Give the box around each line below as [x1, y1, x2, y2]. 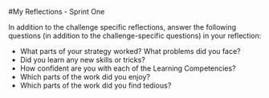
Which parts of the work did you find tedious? [19, 80, 172, 90]
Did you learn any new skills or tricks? [19, 55, 146, 64]
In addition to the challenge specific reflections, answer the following [8, 22, 237, 31]
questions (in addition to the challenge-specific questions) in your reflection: [8, 31, 262, 40]
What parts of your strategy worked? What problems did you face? [19, 47, 241, 55]
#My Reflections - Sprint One [8, 7, 105, 16]
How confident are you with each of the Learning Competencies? [19, 63, 236, 73]
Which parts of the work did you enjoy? [19, 72, 151, 81]
